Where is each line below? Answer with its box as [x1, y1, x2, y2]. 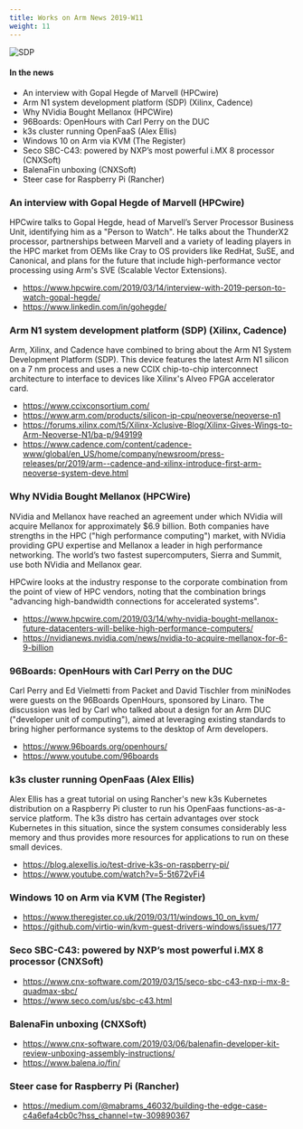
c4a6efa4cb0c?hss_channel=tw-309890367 [22, 1110, 191, 1121]
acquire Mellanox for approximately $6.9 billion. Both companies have [9, 521, 270, 532]
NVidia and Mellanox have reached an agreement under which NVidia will [9, 511, 283, 522]
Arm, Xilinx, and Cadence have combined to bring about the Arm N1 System [9, 344, 292, 355]
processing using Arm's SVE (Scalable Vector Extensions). [9, 265, 228, 276]
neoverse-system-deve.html [22, 467, 129, 479]
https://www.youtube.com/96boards [22, 750, 159, 761]
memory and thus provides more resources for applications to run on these [9, 833, 289, 843]
